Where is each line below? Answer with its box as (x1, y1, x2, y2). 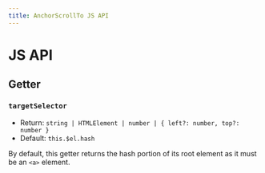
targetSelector (8, 101, 68, 111)
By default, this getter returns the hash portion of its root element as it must (8, 148, 258, 158)
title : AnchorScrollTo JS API (8, 11, 110, 20)
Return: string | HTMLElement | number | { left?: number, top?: (19, 117, 240, 128)
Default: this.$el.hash (19, 133, 95, 143)
